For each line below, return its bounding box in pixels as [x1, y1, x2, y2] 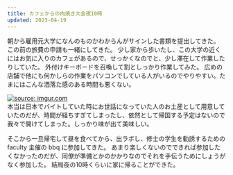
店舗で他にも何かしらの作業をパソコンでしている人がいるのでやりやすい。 [7, 71, 220, 80]
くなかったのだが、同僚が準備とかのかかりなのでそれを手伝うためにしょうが [7, 151, 226, 160]
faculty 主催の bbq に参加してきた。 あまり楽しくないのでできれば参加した [7, 143, 221, 151]
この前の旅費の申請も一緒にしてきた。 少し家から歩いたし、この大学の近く [7, 45, 222, 53]
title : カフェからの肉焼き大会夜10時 [7, 10, 103, 17]
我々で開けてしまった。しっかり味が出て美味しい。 [7, 119, 153, 128]
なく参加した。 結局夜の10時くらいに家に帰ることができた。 [7, 160, 180, 169]
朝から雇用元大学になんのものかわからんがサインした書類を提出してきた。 [7, 36, 220, 45]
